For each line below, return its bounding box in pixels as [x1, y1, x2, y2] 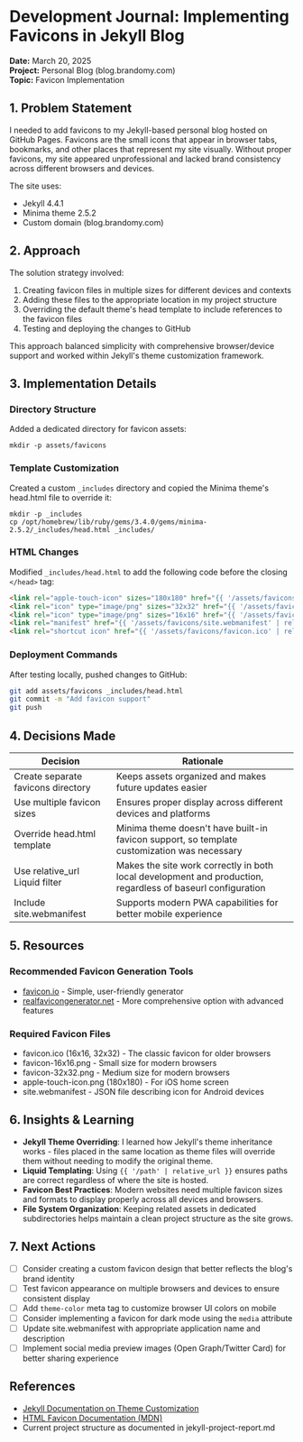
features [22, 1005, 54, 1015]
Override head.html [14, 827, 96, 840]
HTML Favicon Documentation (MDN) [22, 1412, 163, 1423]
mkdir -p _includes [9, 510, 83, 519]
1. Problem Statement [9, 101, 133, 116]
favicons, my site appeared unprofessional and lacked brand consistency [9, 153, 281, 164]
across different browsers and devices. [9, 162, 155, 173]
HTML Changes [9, 546, 79, 558]
